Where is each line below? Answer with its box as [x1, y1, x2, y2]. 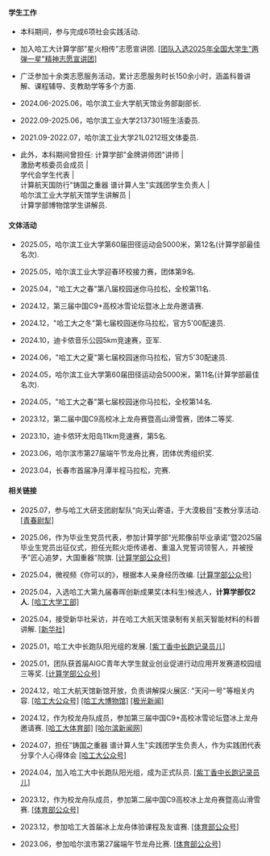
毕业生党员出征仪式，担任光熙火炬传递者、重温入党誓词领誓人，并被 [19, 542, 247, 552]
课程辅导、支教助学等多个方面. [34, 81, 135, 91]
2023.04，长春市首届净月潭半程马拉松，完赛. [19, 466, 171, 475]
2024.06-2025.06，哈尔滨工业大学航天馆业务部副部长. [19, 98, 201, 108]
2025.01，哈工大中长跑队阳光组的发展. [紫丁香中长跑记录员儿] [19, 641, 226, 651]
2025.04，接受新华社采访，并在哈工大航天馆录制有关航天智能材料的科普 [19, 614, 260, 624]
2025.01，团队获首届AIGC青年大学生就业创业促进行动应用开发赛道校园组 [19, 658, 262, 668]
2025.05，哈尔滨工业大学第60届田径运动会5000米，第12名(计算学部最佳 [19, 240, 261, 249]
